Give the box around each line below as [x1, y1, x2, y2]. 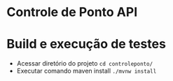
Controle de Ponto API [6, 4, 138, 20]
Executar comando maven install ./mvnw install [16, 67, 157, 75]
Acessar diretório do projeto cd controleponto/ [16, 59, 153, 68]
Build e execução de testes [6, 36, 166, 52]
